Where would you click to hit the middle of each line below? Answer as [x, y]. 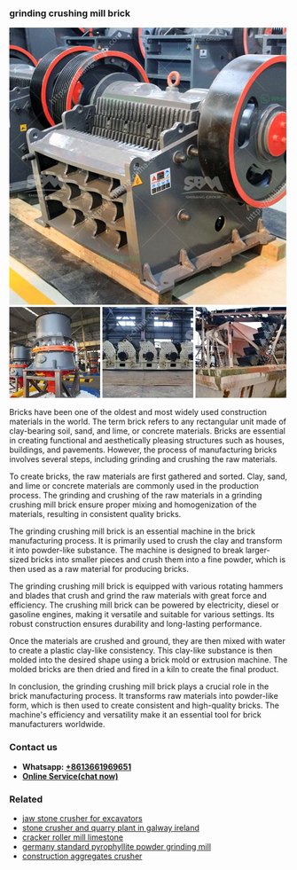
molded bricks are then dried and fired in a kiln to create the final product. [144, 670]
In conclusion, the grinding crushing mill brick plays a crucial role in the [139, 686]
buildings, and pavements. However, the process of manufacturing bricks [143, 450]
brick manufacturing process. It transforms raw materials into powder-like [144, 696]
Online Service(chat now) [70, 776]
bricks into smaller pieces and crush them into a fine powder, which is [158, 560]
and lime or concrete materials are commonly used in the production [134, 486]
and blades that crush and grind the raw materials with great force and [138, 596]
